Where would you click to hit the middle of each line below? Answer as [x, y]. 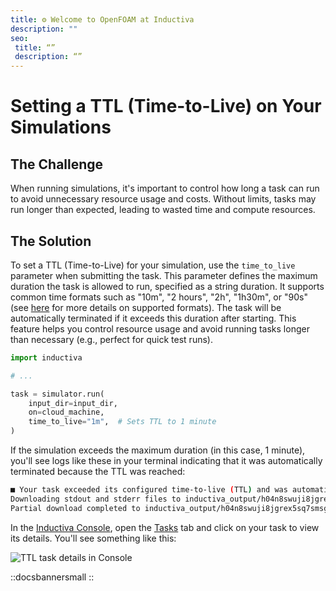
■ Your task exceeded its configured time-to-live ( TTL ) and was [149, 490]
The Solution [51, 241]
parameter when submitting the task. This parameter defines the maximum [164, 275]
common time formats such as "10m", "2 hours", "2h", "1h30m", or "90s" [159, 297]
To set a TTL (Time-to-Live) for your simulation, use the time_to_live [153, 265]
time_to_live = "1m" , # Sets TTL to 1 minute [122, 422]
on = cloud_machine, [66, 412]
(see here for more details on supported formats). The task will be [146, 307]
